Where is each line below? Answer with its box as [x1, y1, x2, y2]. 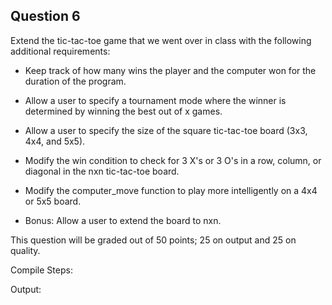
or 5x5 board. [24, 195, 82, 207]
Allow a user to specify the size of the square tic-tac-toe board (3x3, [24, 124, 308, 136]
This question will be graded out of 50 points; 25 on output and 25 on [10, 234, 297, 246]
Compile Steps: [10, 264, 73, 276]
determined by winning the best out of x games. [24, 105, 223, 117]
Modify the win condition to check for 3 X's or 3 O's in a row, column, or [24, 154, 322, 166]
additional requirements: [10, 45, 111, 57]
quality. [10, 244, 41, 256]
